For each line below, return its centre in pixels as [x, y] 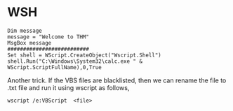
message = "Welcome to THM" [48, 37]
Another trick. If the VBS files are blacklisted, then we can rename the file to [117, 80]
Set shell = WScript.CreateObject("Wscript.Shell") [84, 55]
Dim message [25, 31]
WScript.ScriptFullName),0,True [54, 67]
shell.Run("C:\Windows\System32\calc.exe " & [75, 61]
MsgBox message [29, 43]
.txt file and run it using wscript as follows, [68, 87]
